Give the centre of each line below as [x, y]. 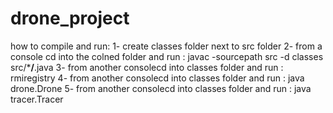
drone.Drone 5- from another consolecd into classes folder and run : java [161, 88]
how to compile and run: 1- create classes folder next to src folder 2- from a [166, 46]
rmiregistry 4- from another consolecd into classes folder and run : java [157, 78]
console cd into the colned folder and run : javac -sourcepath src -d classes [167, 56]
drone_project [70, 18]
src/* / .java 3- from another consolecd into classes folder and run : [147, 67]
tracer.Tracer [37, 99]
